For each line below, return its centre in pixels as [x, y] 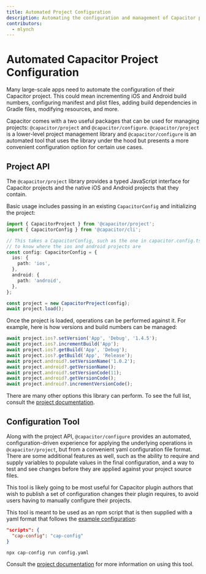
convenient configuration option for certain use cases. [75, 147]
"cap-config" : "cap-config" [48, 536]
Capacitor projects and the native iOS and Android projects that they [93, 188]
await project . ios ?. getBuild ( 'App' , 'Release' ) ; [70, 355]
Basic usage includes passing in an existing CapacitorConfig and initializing [101, 206]
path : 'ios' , [34, 264]
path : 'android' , [40, 281]
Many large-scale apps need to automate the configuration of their [90, 90]
